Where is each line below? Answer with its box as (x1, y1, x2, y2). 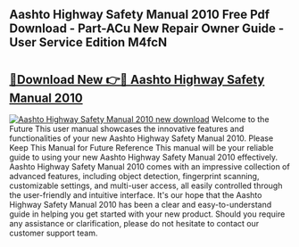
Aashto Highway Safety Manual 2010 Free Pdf (9, 7, 270, 22)
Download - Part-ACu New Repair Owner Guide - (9, 21, 285, 37)
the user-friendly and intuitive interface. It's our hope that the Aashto (9, 190, 262, 200)
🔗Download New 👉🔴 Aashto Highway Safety (9, 71, 265, 87)
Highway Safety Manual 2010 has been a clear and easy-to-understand (9, 200, 272, 210)
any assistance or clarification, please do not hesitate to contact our (9, 218, 260, 228)
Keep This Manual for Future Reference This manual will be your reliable (9, 143, 274, 152)
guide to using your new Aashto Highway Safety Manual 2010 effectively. (9, 152, 278, 162)
